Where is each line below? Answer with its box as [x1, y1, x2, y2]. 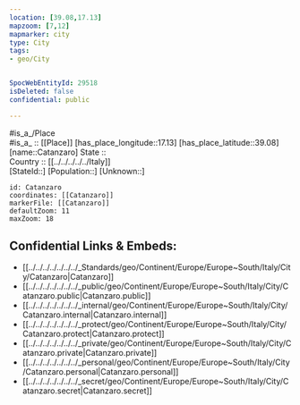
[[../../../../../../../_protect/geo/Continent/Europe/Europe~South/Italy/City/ [21, 319, 287, 330]
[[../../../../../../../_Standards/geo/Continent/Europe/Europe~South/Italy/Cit [21, 262, 291, 273]
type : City [9, 38, 50, 47]
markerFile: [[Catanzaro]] [9, 198, 110, 207]
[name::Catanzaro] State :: [9, 147, 107, 157]
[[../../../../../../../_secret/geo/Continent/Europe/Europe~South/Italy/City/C [21, 376, 289, 387]
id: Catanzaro [9, 182, 63, 192]
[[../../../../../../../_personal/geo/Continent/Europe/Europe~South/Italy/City [21, 357, 291, 367]
